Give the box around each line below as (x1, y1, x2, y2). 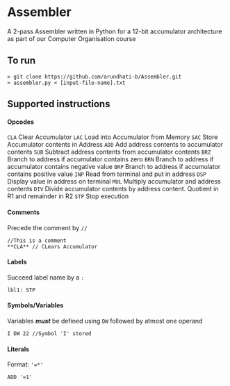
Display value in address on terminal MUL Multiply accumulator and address (7, 177, 221, 186)
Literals (7, 345, 30, 353)
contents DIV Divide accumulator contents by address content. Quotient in (7, 185, 219, 193)
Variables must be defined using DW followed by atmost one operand (7, 316, 203, 325)
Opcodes (7, 118, 35, 126)
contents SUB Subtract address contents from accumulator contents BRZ (7, 147, 211, 156)
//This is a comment (7, 237, 67, 244)
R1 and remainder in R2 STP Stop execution (7, 192, 129, 200)
